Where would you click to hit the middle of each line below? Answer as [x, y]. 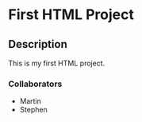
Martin [31, 101]
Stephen [33, 110]
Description [38, 44]
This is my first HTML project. [57, 63]
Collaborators [35, 84]
